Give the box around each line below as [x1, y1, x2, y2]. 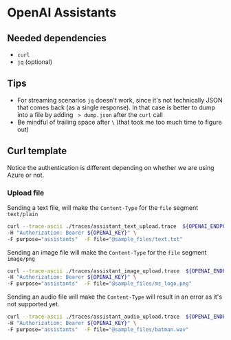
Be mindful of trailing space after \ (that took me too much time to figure [16, 118, 222, 126]
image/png [7, 255, 36, 262]
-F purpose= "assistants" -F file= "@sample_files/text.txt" [7, 235, 184, 242]
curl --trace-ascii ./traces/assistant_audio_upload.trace [7, 313, 180, 321]
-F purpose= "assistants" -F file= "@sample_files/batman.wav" [7, 326, 189, 333]
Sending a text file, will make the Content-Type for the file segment [7, 203, 199, 211]
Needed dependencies [7, 32, 107, 44]
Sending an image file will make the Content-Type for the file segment [7, 248, 207, 256]
